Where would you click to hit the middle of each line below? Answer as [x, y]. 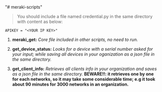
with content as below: [40, 22]
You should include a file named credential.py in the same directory [85, 16]
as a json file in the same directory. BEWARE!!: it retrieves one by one [83, 74]
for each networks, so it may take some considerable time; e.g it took [83, 79]
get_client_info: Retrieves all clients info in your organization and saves [84, 69]
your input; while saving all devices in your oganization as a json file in [83, 54]
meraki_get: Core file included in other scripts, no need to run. [75, 39]
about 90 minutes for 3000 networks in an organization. [70, 84]
